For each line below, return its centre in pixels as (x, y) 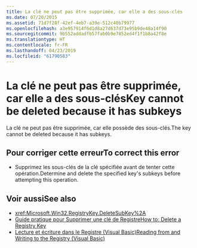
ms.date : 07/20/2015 (32, 17)
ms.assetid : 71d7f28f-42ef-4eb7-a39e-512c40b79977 (70, 23)
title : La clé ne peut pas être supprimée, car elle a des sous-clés (95, 12)
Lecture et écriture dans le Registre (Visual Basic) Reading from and (98, 232)
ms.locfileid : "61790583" (38, 56)
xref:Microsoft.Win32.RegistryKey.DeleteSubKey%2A (80, 213)
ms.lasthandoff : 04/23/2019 (41, 51)
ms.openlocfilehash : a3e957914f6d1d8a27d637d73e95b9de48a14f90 (87, 28)
